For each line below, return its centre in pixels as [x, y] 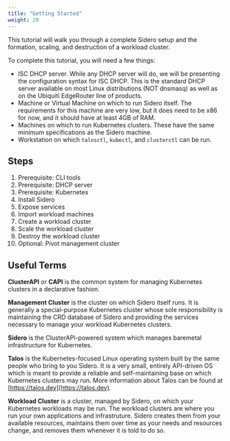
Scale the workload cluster [56, 229]
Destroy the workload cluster [59, 236]
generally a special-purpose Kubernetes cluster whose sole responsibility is [115, 310]
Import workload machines [56, 214]
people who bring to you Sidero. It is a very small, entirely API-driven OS [110, 366]
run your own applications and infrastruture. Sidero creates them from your [114, 416]
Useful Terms [38, 265]
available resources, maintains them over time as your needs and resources [115, 423]
